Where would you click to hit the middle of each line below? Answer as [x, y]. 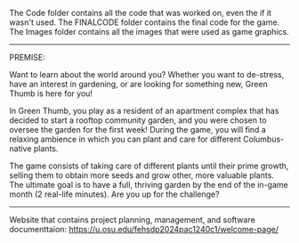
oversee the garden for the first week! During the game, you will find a [138, 130]
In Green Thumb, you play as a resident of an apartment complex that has [144, 111]
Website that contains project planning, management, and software [132, 220]
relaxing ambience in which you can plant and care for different [125, 139]
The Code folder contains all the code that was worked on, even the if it [140, 13]
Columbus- [264, 139]
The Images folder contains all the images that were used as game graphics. [149, 32]
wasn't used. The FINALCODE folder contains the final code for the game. [145, 22]
